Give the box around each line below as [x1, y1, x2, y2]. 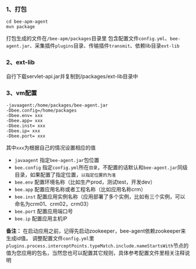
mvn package [6, 24, 35, 30]
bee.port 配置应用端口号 [14, 208, 73, 215]
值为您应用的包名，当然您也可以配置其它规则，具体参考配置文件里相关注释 [6, 249, 185, 256]
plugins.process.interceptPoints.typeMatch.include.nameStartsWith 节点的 [6, 242, 189, 249]
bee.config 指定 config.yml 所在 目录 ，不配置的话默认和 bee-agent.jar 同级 [14, 164, 188, 171]
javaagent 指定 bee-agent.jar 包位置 [14, 156, 100, 163]
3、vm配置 [6, 89, 37, 97]
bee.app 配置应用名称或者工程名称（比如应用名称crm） [14, 185, 146, 192]
